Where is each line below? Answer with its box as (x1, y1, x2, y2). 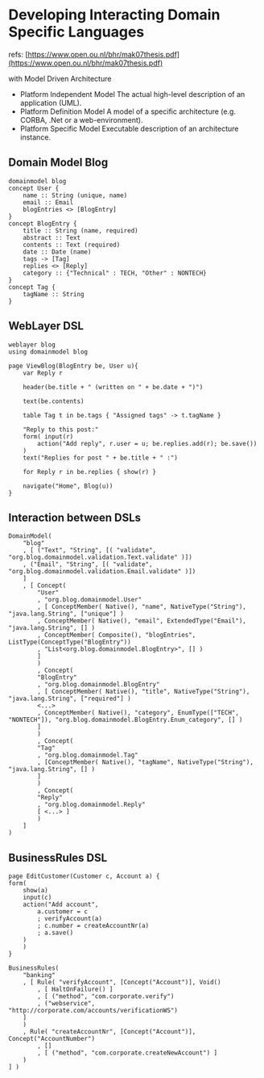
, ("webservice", (37, 1000, 95, 1008)
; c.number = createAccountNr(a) (37, 922, 150, 930)
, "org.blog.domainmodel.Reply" (37, 801, 146, 809)
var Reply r (23, 369, 63, 377)
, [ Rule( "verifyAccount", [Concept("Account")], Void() (23, 979, 221, 987)
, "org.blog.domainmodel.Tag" (37, 751, 138, 760)
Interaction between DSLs (8, 510, 142, 524)
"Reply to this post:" (23, 426, 99, 434)
